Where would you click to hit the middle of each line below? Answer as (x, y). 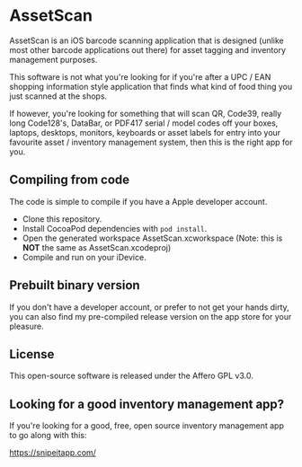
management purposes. (53, 59)
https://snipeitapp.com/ (53, 453)
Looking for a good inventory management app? (147, 404)
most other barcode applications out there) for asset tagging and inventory (147, 49)
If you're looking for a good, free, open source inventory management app (147, 426)
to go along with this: (48, 436)
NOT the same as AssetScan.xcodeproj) (97, 247)
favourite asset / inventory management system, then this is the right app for (151, 142)
